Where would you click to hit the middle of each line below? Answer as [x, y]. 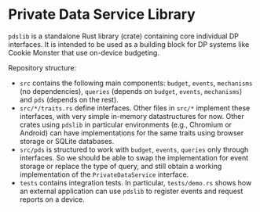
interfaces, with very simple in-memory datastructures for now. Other [132, 116]
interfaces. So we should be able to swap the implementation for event [134, 157]
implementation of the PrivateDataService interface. [104, 174]
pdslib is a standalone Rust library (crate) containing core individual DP [124, 36]
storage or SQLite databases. [67, 141]
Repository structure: [42, 67]
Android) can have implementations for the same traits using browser [132, 133]
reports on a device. [52, 199]
